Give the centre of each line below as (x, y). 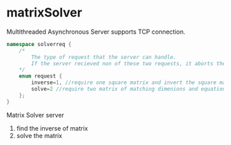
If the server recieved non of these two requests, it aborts (122, 63)
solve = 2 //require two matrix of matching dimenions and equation (129, 89)
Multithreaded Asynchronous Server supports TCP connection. (96, 32)
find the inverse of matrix (52, 128)
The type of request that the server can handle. (104, 57)
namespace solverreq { (39, 44)
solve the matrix (39, 135)
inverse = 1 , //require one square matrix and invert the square (124, 83)
